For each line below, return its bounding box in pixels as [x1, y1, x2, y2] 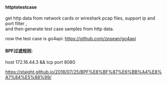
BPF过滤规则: [5, 48, 33, 54]
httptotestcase [5, 4, 37, 10]
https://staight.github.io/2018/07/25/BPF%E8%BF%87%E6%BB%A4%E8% [5, 69, 162, 75]
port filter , [5, 21, 27, 27]
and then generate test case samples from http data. [5, 26, 114, 32]
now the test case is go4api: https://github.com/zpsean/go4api [5, 36, 136, 42]
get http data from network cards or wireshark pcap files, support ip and [5, 15, 155, 21]
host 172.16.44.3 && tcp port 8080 [5, 59, 75, 65]
